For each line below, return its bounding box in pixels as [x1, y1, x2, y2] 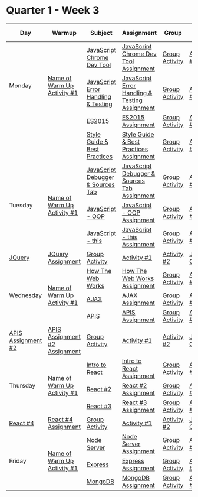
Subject [90, 28, 113, 37]
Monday [9, 81, 32, 89]
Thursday [9, 381, 36, 389]
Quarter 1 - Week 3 [6, 4, 100, 17]
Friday [9, 456, 27, 464]
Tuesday [9, 201, 33, 209]
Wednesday [9, 291, 42, 299]
